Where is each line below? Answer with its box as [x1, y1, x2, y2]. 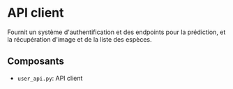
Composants [7, 56, 65, 67]
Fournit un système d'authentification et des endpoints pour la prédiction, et [7, 28, 226, 36]
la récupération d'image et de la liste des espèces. [7, 35, 152, 43]
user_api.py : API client [17, 74, 83, 82]
